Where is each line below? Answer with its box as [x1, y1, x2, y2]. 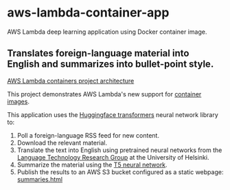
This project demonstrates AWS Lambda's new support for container [7, 89, 202, 98]
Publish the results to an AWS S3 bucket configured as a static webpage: [16, 167, 224, 176]
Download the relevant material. [16, 138, 108, 147]
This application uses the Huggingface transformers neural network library [7, 110, 218, 118]
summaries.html [16, 175, 63, 183]
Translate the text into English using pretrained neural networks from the [16, 146, 222, 154]
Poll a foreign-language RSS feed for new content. [16, 131, 160, 139]
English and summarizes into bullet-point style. [7, 59, 214, 70]
